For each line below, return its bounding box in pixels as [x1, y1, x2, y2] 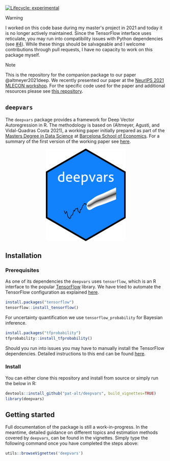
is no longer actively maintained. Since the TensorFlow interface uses [5, 30, 152, 36]
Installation [5, 251, 42, 260]
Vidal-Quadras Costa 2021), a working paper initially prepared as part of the [5, 127, 165, 133]
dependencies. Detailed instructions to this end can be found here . [5, 350, 146, 357]
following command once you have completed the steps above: [5, 441, 139, 447]
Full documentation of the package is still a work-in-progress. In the [5, 424, 148, 430]
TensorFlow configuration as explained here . [5, 289, 100, 296]
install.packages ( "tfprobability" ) [5, 330, 81, 336]
